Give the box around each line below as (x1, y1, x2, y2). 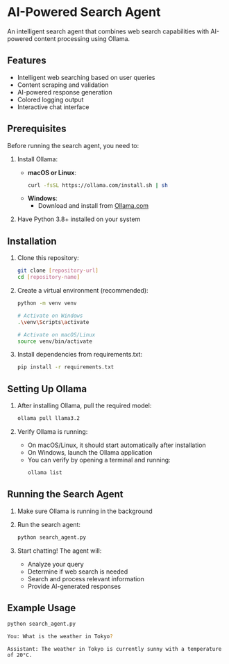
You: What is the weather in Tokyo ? (7, 633, 113, 640)
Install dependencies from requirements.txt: (17, 350, 143, 359)
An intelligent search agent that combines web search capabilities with (7, 27, 210, 35)
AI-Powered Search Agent (7, 4, 161, 20)
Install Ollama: (17, 154, 58, 163)
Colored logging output (17, 95, 84, 104)
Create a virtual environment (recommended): (17, 286, 149, 294)
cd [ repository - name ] (17, 274, 80, 281)
